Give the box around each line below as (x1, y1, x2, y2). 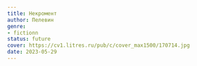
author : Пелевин (7, 16, 54, 23)
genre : (7, 23, 26, 30)
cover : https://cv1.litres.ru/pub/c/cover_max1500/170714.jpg (7, 42, 190, 49)
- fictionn (7, 29, 39, 36)
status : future (7, 36, 51, 43)
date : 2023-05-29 (7, 49, 57, 56)
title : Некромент (7, 10, 57, 17)
